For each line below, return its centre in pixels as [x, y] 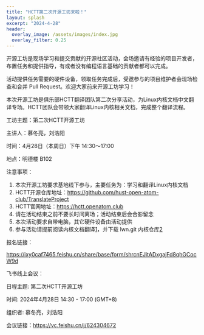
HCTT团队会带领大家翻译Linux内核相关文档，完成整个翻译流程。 [108, 107]
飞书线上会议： [25, 273]
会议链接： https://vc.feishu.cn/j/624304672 [61, 325]
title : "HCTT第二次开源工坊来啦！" [46, 12]
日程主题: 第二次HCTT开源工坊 [45, 286]
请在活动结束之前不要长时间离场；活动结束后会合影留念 [84, 214]
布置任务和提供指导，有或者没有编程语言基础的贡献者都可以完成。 [89, 66]
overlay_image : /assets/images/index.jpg [65, 35]
